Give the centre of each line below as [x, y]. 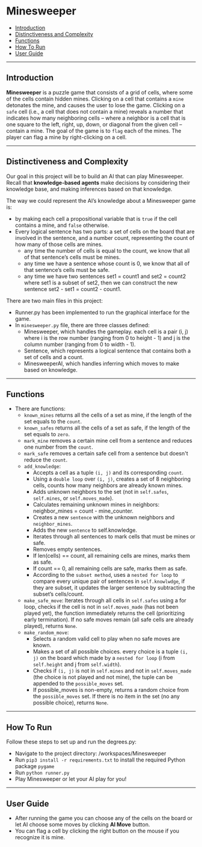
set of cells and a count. [54, 357]
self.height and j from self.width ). [77, 664]
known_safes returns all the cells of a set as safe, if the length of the [107, 428]
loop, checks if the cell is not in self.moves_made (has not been [101, 607]
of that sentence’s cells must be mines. [72, 257]
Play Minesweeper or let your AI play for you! [71, 779]
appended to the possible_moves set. [78, 683]
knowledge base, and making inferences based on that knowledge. [89, 189]
